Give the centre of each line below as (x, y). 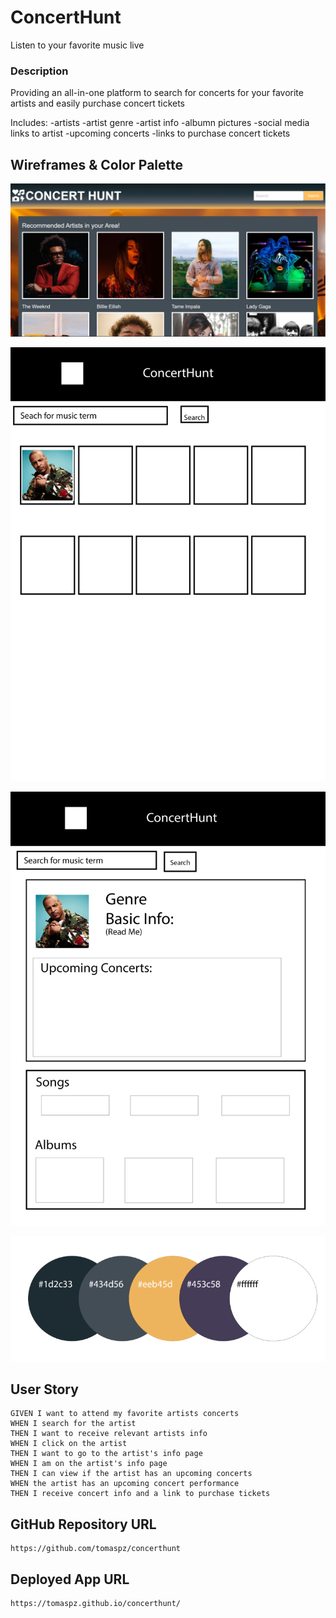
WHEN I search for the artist (73, 1424)
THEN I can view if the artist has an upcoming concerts (131, 1474)
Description (39, 71)
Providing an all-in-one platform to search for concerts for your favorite (157, 93)
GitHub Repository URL (83, 1524)
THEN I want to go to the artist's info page (106, 1454)
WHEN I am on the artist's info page (89, 1464)
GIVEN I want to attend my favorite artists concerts (125, 1414)
